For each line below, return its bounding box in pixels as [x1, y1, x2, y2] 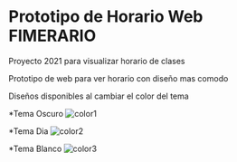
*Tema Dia [8, 125, 49, 137]
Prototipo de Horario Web [8, 6, 204, 27]
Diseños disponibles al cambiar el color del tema [8, 91, 189, 101]
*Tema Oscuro [8, 108, 64, 119]
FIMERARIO [8, 25, 97, 46]
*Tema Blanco [8, 143, 62, 154]
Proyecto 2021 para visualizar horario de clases [8, 55, 185, 66]
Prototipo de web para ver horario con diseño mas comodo [8, 72, 229, 83]
